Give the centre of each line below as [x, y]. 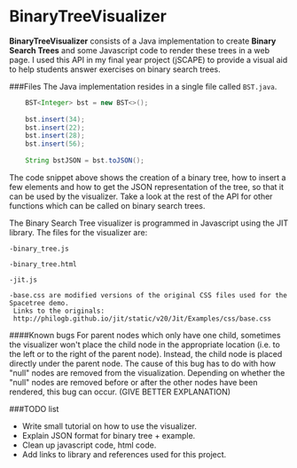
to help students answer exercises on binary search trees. [115, 69]
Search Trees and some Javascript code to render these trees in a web [140, 50]
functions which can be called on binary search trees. [107, 205]
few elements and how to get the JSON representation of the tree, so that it [147, 186]
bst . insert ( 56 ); [55, 144]
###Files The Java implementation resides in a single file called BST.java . [143, 86]
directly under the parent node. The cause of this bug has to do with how [143, 363]
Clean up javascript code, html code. [89, 445]
